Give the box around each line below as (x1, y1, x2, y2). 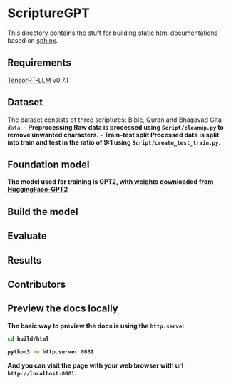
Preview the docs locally (7, 303, 119, 315)
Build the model (7, 205, 78, 218)
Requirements (7, 57, 71, 69)
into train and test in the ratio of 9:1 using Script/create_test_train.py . (7, 137, 221, 147)
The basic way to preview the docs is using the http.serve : (7, 321, 185, 330)
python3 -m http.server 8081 (7, 348, 94, 356)
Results (7, 254, 42, 266)
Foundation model (7, 158, 90, 170)
